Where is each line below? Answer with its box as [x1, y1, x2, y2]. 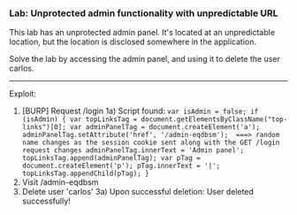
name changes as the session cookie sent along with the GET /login [21, 138, 280, 148]
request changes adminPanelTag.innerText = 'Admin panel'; [21, 146, 245, 155]
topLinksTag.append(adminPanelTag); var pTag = [21, 154, 201, 163]
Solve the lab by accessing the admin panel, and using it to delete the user [9, 54, 281, 65]
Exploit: [9, 88, 37, 99]
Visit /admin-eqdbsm [21, 177, 99, 188]
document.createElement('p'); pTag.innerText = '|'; [21, 162, 221, 171]
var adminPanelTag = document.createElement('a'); [69, 123, 261, 132]
